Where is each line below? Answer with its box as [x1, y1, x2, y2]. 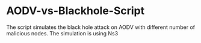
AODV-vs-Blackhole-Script [6, 4, 145, 18]
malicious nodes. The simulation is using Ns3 [6, 29, 119, 37]
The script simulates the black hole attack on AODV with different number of [6, 24, 196, 31]
